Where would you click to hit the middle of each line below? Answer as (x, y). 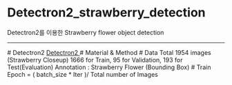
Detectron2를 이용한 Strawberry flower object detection (86, 32)
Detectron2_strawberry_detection (106, 13)
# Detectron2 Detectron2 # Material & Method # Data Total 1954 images (109, 52)
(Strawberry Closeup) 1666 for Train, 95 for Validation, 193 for (95, 60)
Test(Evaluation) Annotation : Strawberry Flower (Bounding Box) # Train (109, 67)
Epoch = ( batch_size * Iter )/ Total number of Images (83, 74)
